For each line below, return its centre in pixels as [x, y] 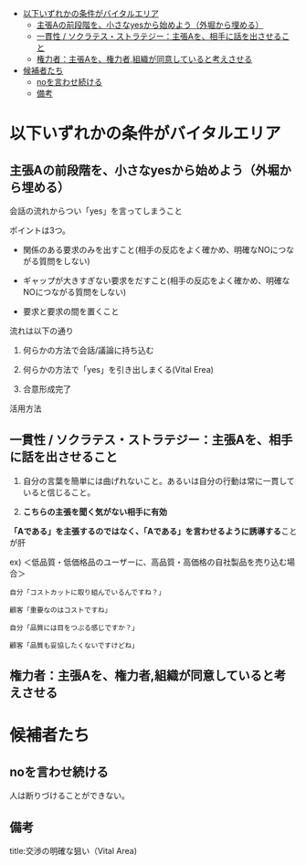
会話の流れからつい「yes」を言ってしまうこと [96, 211]
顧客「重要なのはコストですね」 [61, 610]
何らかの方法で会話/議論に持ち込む [88, 350]
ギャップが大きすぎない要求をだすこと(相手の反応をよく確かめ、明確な [156, 280]
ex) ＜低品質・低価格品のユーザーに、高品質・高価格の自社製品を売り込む [148, 562]
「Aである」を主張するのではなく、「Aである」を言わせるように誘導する [145, 531]
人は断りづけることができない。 [69, 796]
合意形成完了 [47, 389]
